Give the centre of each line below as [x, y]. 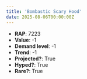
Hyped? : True [31, 64]
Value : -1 [25, 40]
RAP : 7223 [27, 33]
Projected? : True [35, 59]
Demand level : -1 [35, 46]
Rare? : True [29, 71]
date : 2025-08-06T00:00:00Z [40, 17]
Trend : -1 [25, 52]
